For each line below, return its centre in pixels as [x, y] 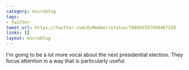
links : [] [18, 33]
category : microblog [31, 11]
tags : [13, 17]
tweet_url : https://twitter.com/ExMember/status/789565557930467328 [91, 27]
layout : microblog [28, 38]
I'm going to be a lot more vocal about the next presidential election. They [95, 55]
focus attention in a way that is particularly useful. [66, 61]
